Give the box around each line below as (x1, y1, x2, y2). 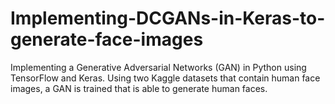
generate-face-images (10, 28, 204, 51)
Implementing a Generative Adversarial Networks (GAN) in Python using (10, 61, 307, 73)
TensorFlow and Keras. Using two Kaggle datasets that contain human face (10, 72, 321, 84)
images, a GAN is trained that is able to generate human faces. (10, 82, 268, 94)
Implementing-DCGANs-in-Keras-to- (10, 7, 326, 30)
